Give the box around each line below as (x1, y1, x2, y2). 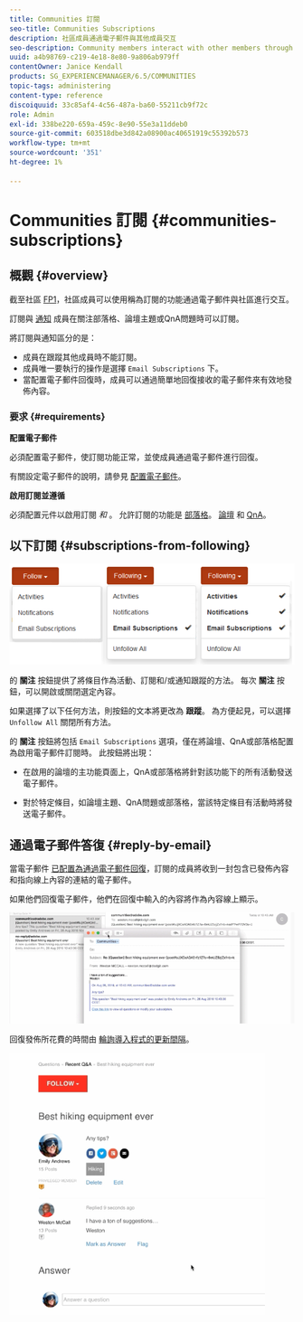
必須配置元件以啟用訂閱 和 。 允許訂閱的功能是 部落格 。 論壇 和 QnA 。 (9, 509, 271, 520)
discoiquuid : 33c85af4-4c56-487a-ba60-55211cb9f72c (9, 100, 208, 109)
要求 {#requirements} (9, 410, 106, 422)
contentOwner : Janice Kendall (9, 62, 124, 71)
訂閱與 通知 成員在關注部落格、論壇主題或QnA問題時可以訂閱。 (9, 313, 244, 324)
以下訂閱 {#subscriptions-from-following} (9, 538, 251, 553)
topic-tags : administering (9, 81, 111, 90)
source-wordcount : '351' (9, 148, 103, 157)
